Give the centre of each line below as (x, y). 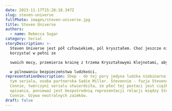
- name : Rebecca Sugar (34, 34)
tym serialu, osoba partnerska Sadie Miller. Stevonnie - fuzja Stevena (89, 81)
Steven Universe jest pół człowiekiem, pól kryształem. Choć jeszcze (85, 48)
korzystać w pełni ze (33, 53)
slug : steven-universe (29, 15)
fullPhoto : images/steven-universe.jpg (48, 20)
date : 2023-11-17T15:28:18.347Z (40, 10)
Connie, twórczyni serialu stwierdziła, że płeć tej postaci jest (82, 86)
